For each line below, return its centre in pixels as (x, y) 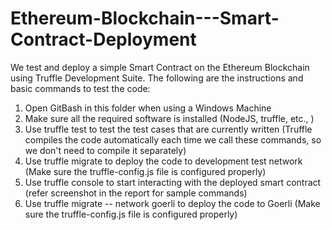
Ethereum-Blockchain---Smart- (145, 18)
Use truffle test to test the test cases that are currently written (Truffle (168, 129)
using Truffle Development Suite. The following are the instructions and (157, 78)
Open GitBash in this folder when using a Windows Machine (148, 108)
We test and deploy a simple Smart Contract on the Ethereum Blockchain (160, 67)
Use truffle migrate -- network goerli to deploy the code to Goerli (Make (172, 203)
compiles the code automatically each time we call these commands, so (173, 139)
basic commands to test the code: (80, 88)
